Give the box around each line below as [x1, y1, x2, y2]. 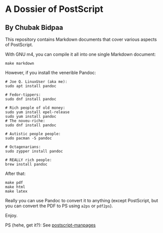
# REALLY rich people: [5, 157, 52, 162]
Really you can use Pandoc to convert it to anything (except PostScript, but [5, 198, 159, 203]
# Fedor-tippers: [5, 92, 41, 97]
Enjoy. [5, 213, 18, 218]
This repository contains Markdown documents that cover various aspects [5, 36, 157, 42]
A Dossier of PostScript [5, 3, 104, 15]
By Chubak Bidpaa [5, 23, 63, 32]
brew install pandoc [5, 162, 48, 167]
